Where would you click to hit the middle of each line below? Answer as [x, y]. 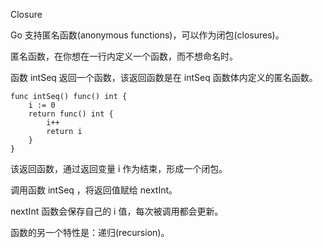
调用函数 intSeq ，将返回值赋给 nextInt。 [94, 190]
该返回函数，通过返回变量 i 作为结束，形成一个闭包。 [119, 168]
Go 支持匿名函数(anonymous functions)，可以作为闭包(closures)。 [147, 35]
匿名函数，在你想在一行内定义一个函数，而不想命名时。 [124, 56]
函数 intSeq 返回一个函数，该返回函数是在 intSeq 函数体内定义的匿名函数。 [164, 77]
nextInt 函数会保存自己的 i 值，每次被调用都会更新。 [117, 211]
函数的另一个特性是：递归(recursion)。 [90, 232]
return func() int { [71, 114]
